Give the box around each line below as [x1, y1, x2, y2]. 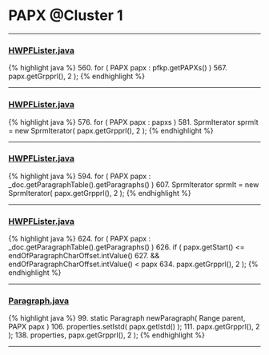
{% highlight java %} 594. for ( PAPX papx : [8, 171, 151, 181]
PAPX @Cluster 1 [8, 6, 123, 25]
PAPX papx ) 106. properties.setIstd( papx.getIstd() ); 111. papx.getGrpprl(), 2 [8, 322, 260, 332]
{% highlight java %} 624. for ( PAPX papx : [8, 234, 151, 244]
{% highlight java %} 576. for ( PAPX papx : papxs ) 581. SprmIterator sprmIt [8, 117, 259, 126]
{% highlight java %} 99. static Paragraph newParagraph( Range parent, [8, 313, 246, 323]
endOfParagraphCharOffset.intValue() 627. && [8, 251, 160, 261]
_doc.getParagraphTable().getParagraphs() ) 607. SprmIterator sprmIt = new [8, 179, 259, 189]
